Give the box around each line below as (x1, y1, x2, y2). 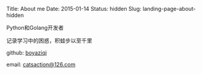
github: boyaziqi (6, 49, 47, 56)
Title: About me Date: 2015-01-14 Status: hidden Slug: (6, 5, 142, 12)
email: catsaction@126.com (6, 61, 76, 68)
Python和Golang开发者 (6, 24, 64, 31)
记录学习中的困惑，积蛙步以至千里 (6, 37, 92, 44)
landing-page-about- (143, 5, 196, 12)
